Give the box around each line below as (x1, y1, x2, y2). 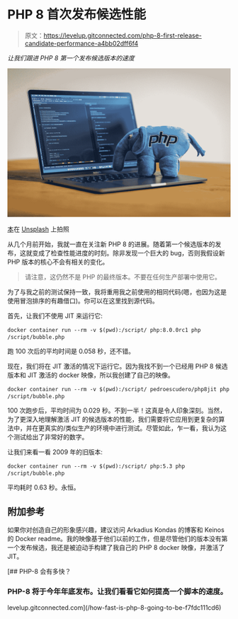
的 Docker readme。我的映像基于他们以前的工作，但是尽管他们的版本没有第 (7, 535, 228, 543)
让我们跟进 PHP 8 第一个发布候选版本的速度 (7, 54, 135, 62)
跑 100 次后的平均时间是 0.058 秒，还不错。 (7, 347, 135, 355)
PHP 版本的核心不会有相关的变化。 (7, 258, 109, 266)
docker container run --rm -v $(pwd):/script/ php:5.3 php (7, 463, 186, 470)
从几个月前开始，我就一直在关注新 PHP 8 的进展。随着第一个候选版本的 (7, 240, 215, 248)
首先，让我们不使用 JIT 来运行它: (7, 311, 103, 320)
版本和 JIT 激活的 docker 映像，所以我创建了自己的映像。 (7, 371, 175, 379)
